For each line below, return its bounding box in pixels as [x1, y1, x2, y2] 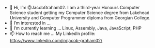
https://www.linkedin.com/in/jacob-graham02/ [9, 38, 103, 43]
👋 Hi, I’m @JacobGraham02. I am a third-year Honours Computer [9, 5, 140, 10]
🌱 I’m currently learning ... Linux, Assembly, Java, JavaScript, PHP [9, 25, 142, 31]
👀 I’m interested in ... [9, 20, 51, 26]
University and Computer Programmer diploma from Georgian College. [9, 15, 151, 20]
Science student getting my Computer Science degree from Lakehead [9, 10, 150, 16]
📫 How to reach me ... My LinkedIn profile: [9, 31, 95, 36]
